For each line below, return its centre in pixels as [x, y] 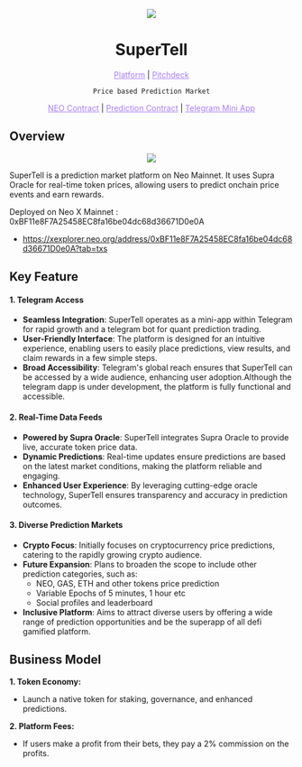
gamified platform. [57, 631]
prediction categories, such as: [80, 574]
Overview [37, 137]
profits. [36, 753]
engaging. [41, 476]
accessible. [44, 396]
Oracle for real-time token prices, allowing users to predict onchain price [144, 184]
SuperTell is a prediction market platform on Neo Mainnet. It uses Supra [142, 175]
